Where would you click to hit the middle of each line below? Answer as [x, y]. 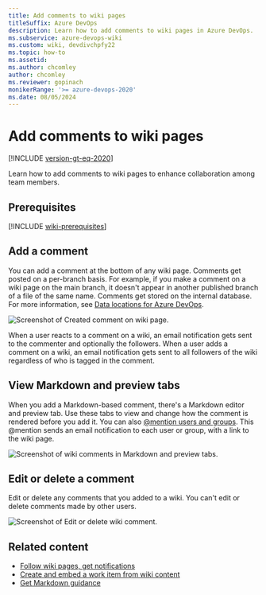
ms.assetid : [28, 60]
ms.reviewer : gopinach [46, 82]
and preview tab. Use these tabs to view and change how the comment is [128, 413]
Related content [48, 547]
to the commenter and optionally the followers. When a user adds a [118, 344]
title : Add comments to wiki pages [67, 16]
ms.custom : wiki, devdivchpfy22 [62, 45]
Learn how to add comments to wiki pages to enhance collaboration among [132, 174]
